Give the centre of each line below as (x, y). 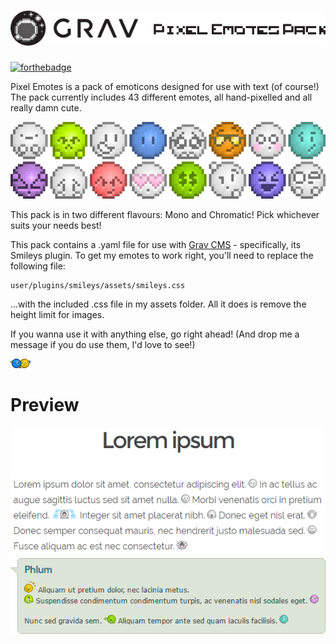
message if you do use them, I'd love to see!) (103, 345)
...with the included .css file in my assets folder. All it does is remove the (158, 304)
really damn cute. (46, 108)
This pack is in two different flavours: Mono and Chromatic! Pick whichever (165, 215)
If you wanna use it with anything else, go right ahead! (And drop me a (155, 334)
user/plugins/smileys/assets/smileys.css (98, 286)
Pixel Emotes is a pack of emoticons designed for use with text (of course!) (165, 87)
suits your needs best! (56, 226)
